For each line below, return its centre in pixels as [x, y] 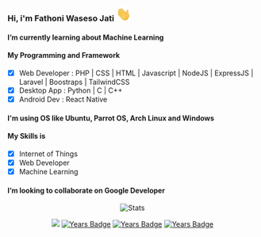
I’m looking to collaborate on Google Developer [86, 190]
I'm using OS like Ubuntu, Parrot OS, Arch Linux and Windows [111, 118]
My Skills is [27, 136]
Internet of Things [48, 154]
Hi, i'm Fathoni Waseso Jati [61, 18]
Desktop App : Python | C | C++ [71, 90]
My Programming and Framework [64, 55]
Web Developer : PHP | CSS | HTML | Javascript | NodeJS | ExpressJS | [136, 73]
